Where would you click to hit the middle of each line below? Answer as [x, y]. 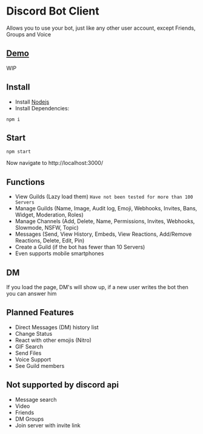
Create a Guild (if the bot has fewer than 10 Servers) [80, 247]
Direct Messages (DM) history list [57, 327]
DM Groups [29, 419]
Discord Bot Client [53, 11]
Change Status [34, 333]
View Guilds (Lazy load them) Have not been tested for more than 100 [104, 197]
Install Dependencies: [42, 108]
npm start [19, 152]
